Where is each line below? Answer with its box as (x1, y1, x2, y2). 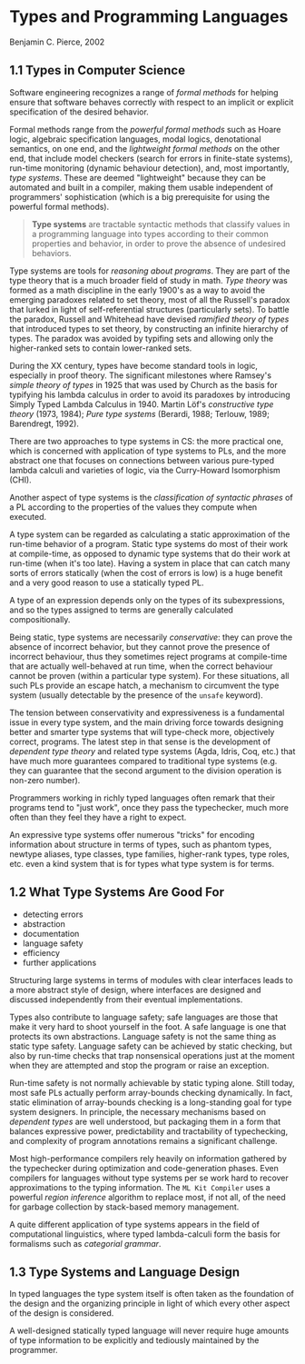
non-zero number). (9, 774, 81, 785)
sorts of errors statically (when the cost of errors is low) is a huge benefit (9, 567, 283, 578)
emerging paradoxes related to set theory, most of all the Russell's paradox (9, 294, 290, 305)
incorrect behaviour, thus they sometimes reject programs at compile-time (9, 651, 288, 662)
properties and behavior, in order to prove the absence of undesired (31, 238, 286, 249)
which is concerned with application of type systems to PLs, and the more (9, 445, 287, 456)
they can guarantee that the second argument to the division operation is (9, 765, 282, 776)
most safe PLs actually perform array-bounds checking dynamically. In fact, (9, 1087, 293, 1098)
